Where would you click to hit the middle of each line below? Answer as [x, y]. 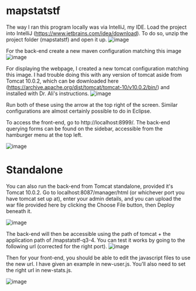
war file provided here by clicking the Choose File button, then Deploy [90, 205]
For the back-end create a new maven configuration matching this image [94, 50]
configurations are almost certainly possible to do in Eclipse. [79, 111]
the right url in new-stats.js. [39, 270]
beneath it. [19, 211]
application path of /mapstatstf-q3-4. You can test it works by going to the [96, 240]
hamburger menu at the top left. [44, 135]
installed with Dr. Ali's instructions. [48, 93]
